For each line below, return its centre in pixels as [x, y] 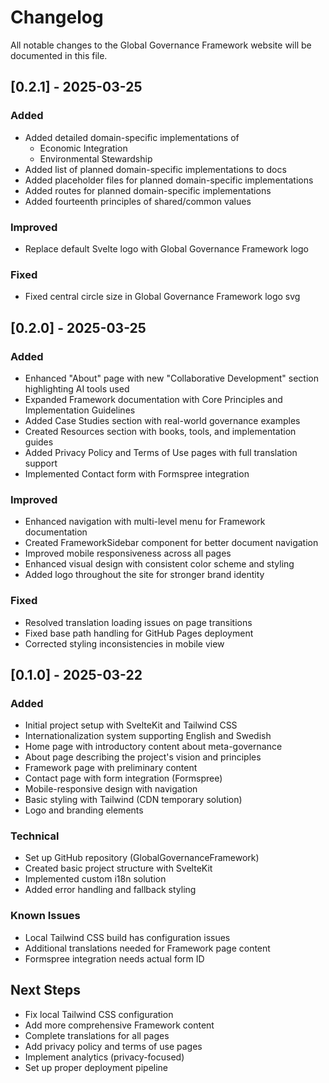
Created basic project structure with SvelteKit [118, 868]
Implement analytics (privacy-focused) [104, 1057]
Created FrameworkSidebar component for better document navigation [171, 543]
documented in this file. [59, 55]
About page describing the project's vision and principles [143, 757]
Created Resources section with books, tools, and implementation [160, 431]
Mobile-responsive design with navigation [111, 789]
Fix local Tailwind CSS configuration [99, 1014]
